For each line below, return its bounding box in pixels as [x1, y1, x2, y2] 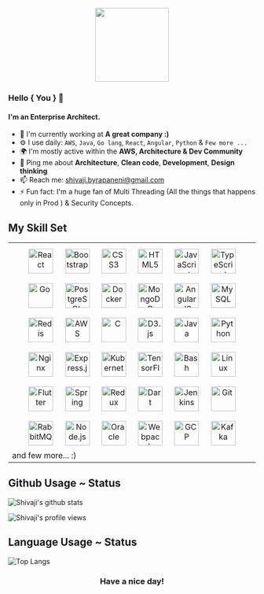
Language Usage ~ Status [8, 536, 137, 549]
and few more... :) [12, 449, 77, 460]
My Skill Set [8, 221, 68, 234]
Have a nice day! [99, 576, 165, 587]
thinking [19, 166, 48, 176]
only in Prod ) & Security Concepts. [19, 198, 134, 208]
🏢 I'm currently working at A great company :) [19, 130, 170, 139]
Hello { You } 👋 [8, 92, 64, 103]
